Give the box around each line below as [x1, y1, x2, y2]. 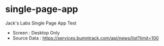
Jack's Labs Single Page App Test [5, 20, 77, 26]
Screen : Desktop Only [12, 29, 60, 35]
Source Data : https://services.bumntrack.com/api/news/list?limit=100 [12, 35, 159, 41]
